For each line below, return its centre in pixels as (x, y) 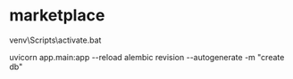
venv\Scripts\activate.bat (55, 40)
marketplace (57, 16)
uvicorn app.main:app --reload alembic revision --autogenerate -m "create (147, 57)
